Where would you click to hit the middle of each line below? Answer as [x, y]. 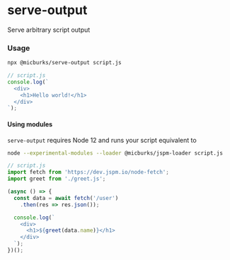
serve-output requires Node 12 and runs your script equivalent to [102, 140]
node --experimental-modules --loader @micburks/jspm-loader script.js [115, 153]
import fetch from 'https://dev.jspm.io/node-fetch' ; [88, 172]
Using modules [30, 124]
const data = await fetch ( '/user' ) [66, 198]
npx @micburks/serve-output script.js [64, 63]
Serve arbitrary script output [49, 30]
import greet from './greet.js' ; [57, 179]
